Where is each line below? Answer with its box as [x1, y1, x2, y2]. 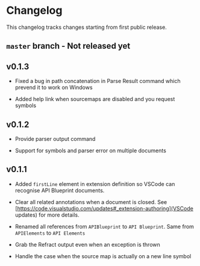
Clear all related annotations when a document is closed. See [14, 198, 167, 205]
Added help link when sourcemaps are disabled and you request [14, 96, 175, 103]
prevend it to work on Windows [14, 84, 93, 91]
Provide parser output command [14, 135, 96, 142]
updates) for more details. [14, 211, 80, 218]
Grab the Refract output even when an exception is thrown [14, 241, 161, 248]
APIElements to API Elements [14, 229, 86, 237]
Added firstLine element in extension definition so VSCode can [14, 180, 175, 187]
